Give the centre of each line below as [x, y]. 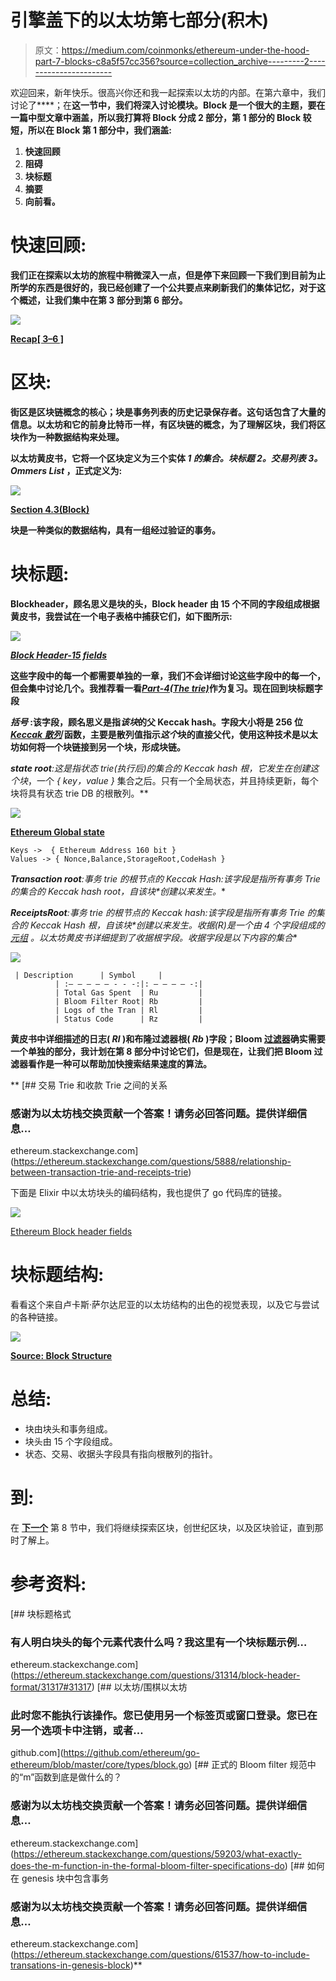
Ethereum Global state [57, 832]
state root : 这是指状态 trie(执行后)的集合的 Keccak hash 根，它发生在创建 [160, 768]
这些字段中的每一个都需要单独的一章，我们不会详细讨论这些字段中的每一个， [168, 675]
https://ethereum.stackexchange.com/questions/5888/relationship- [152, 1162]
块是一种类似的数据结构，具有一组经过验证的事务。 [115, 530]
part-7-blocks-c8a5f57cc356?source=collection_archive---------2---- [180, 61]
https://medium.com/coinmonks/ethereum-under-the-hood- [185, 50]
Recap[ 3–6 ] [37, 338]
